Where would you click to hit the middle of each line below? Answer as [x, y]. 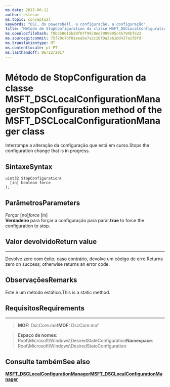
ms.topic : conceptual [28, 19]
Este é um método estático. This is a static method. [58, 292]
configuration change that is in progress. [48, 151]
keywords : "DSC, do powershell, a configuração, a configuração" [75, 24]
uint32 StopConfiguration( [34, 179]
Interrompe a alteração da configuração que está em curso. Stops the [77, 146]
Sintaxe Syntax [29, 167]
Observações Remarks [41, 280]
